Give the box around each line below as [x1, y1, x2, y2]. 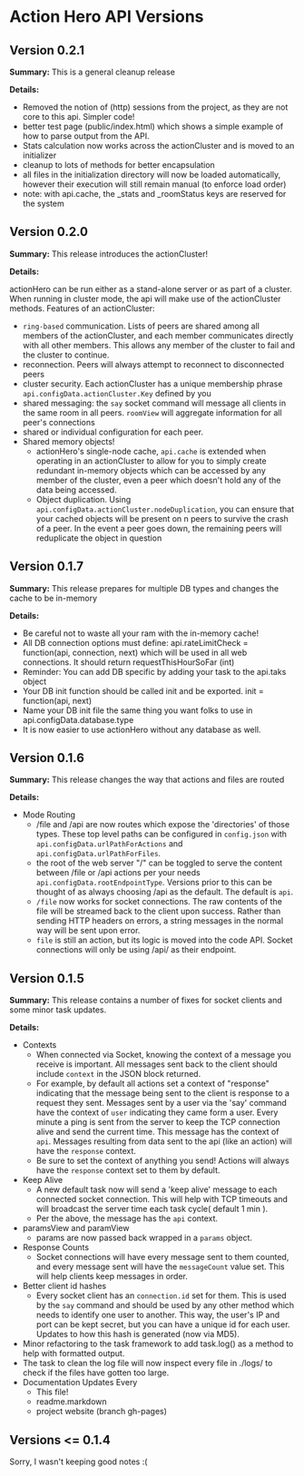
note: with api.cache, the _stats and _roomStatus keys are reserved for [22, 189, 287, 199]
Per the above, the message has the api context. [35, 1213, 219, 1224]
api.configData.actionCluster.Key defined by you [22, 387, 211, 398]
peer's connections [22, 416, 95, 427]
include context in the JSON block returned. [35, 1069, 201, 1080]
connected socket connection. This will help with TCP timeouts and [35, 1194, 289, 1205]
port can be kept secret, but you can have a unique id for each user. [35, 1319, 290, 1330]
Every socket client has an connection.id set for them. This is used [35, 1290, 288, 1301]
